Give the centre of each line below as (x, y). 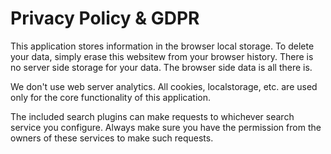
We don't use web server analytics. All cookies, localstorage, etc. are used (164, 86)
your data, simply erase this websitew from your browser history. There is (162, 56)
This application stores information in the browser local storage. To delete (162, 46)
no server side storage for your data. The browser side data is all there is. (161, 67)
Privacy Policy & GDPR (105, 18)
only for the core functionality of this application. (111, 97)
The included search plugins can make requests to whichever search (152, 116)
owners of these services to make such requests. (112, 138)
